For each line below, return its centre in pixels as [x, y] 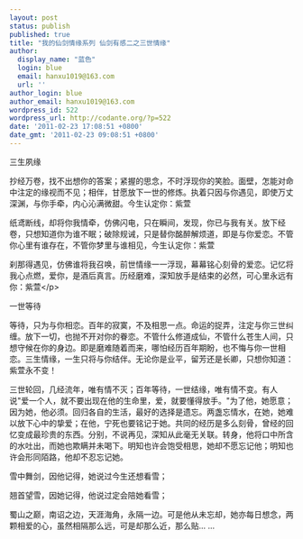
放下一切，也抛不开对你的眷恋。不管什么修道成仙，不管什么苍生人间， [155, 336]
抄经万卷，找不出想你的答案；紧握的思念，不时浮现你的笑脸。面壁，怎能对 [147, 180]
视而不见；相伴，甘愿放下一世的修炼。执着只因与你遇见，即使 [163, 192]
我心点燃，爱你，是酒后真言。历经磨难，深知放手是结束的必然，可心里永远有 [151, 275]
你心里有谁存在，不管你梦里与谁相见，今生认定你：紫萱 [112, 245]
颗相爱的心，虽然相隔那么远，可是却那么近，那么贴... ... [112, 525]
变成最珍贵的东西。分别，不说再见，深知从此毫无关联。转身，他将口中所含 [155, 434]
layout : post [34, 18]
